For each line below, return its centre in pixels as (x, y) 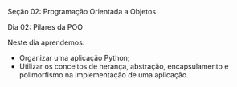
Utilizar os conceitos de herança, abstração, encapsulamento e (124, 66)
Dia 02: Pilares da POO (45, 27)
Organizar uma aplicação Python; (74, 58)
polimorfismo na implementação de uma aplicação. (104, 75)
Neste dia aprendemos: (46, 42)
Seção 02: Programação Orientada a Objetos (82, 12)
